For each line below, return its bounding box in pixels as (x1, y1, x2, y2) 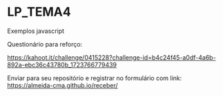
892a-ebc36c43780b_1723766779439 (7, 60, 117, 69)
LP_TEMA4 (7, 4, 71, 20)
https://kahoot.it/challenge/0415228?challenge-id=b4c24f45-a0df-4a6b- (7, 53, 216, 62)
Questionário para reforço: (7, 40, 83, 48)
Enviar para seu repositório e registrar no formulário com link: (7, 73, 182, 82)
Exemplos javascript (7, 27, 64, 35)
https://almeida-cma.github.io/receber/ (7, 81, 119, 89)
